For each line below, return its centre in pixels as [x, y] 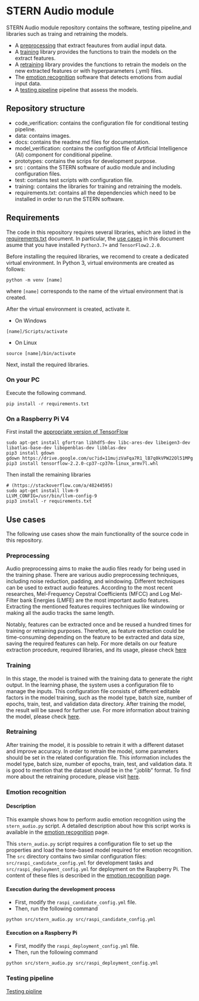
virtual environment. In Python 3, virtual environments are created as [90, 262]
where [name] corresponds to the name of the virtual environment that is [95, 291]
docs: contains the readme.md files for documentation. [82, 142]
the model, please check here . [43, 716]
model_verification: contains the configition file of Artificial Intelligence [101, 148]
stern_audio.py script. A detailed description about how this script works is [99, 826]
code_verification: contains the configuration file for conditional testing [102, 123]
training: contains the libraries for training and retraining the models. [98, 186]
